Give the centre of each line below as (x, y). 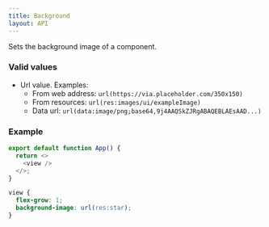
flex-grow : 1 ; (39, 200)
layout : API (28, 23)
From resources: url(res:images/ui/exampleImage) (116, 102)
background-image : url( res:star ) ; (74, 208)
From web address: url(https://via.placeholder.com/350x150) (138, 93)
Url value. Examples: (54, 85)
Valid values (33, 67)
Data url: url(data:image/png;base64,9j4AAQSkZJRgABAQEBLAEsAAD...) (147, 111)
